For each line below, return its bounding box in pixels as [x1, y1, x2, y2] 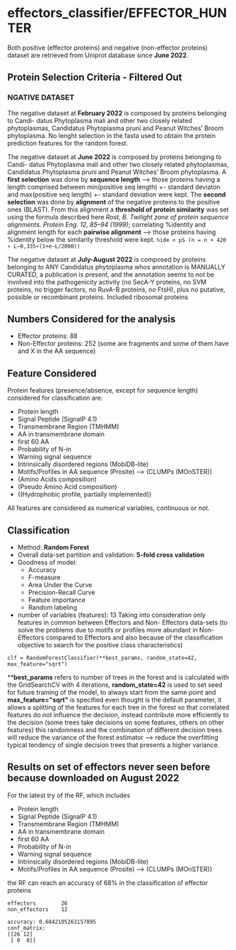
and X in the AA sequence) [17, 347, 96, 355]
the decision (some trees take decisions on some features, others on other [7, 718, 225, 726]
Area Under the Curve [28, 581, 93, 589]
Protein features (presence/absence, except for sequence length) [7, 386, 199, 395]
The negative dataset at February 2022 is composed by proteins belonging [7, 108, 228, 117]
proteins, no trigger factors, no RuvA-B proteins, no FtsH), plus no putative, [7, 285, 226, 294]
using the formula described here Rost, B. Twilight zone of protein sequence [7, 212, 230, 221]
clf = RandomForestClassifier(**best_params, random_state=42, [7, 654, 198, 662]
